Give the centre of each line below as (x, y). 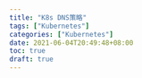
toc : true (28, 51)
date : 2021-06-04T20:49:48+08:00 (71, 43)
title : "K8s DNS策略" (48, 17)
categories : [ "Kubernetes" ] (62, 34)
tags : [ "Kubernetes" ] (50, 26)
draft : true (31, 59)
